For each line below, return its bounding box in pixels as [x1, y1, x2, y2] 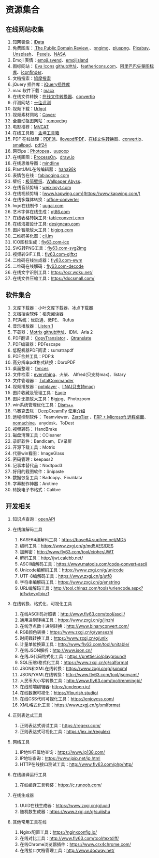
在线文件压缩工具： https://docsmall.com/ [12, 275, 95, 281]
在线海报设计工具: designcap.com [12, 221, 80, 227]
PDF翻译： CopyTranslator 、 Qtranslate [12, 335, 91, 341]
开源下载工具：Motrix [12, 444, 55, 450]
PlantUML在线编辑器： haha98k [12, 166, 76, 172]
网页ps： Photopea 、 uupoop [12, 148, 69, 154]
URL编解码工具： [19, 585, 54, 591]
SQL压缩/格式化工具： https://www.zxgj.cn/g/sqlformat [19, 659, 129, 665]
